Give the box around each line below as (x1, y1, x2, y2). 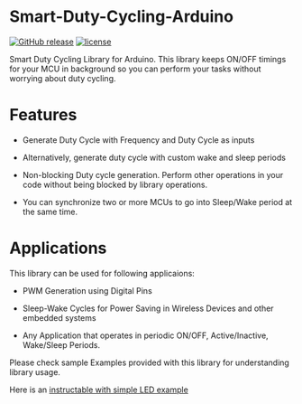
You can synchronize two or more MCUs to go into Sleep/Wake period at (22, 196, 293, 207)
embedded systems (22, 312, 96, 323)
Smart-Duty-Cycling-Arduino (9, 6, 234, 27)
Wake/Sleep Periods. (22, 339, 101, 350)
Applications (9, 238, 107, 258)
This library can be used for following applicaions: (9, 268, 196, 278)
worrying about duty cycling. (9, 72, 116, 83)
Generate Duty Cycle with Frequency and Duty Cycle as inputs (22, 134, 255, 146)
